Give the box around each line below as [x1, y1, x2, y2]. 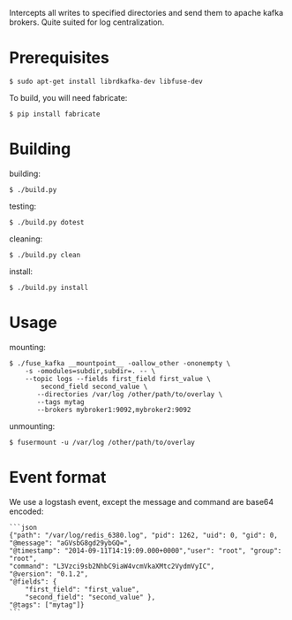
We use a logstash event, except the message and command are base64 [9, 496, 274, 507]
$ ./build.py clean [9, 250, 81, 259]
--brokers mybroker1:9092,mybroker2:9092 [36, 405, 191, 414]
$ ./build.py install [9, 283, 89, 292]
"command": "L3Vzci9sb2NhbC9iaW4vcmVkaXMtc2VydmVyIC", [9, 562, 215, 570]
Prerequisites [9, 48, 110, 68]
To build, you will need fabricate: [9, 92, 128, 103]
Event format [9, 468, 107, 487]
